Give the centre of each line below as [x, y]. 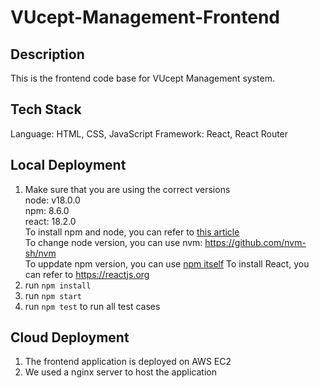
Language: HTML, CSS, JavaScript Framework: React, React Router [149, 133]
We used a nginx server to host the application [120, 372]
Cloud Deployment [70, 337]
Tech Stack [46, 109]
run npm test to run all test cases [92, 306]
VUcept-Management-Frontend [145, 17]
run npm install [58, 285]
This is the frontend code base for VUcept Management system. [142, 78]
